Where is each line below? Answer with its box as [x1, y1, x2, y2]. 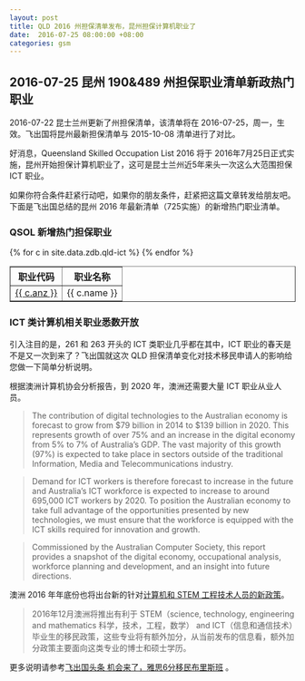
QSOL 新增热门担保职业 [9, 226, 113, 238]
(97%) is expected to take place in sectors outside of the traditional [31, 448, 283, 459]
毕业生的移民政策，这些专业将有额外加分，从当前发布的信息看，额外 [31, 631, 287, 642]
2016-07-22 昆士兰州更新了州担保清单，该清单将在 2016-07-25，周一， [9, 117, 278, 128]
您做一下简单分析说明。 [9, 361, 97, 372]
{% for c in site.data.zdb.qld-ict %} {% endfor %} [9, 247, 193, 258]
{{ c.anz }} [15, 287, 58, 299]
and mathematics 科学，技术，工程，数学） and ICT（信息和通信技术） [31, 619, 293, 630]
